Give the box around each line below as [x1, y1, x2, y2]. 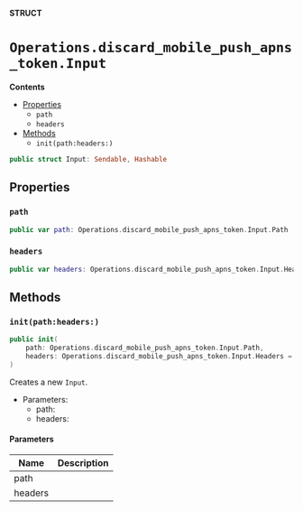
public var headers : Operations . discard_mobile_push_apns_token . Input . [9, 265, 284, 274]
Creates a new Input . [9, 376, 88, 387]
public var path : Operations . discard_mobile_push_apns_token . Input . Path [9, 225, 289, 234]
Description [57, 456, 109, 469]
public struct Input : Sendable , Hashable [9, 154, 168, 163]
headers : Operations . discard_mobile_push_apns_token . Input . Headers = [25, 351, 293, 360]
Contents [9, 81, 45, 92]
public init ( [9, 335, 59, 344]
